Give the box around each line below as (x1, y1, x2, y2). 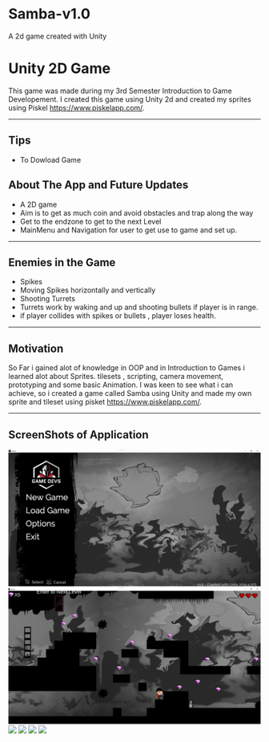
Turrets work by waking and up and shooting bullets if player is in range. (19, 302, 259, 313)
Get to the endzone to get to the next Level (19, 216, 162, 226)
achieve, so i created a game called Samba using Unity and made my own (8, 389, 252, 398)
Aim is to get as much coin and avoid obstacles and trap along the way (19, 208, 254, 217)
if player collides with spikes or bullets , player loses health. (19, 311, 216, 321)
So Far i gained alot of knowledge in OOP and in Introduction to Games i (8, 363, 246, 373)
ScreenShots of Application (8, 428, 150, 442)
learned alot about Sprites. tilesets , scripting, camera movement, (8, 372, 224, 381)
